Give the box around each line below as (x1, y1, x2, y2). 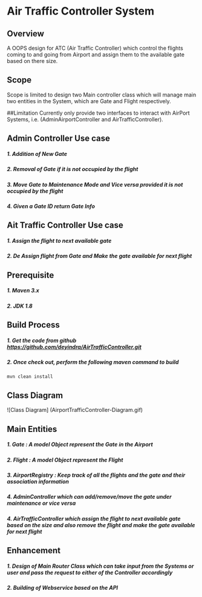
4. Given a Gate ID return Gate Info (7, 202, 96, 210)
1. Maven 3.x (7, 287, 40, 294)
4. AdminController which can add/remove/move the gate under (7, 493, 172, 501)
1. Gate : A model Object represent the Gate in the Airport (7, 441, 153, 448)
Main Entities (7, 423, 57, 434)
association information (7, 477, 69, 485)
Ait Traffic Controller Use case (7, 220, 123, 231)
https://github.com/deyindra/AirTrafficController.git (7, 343, 142, 350)
